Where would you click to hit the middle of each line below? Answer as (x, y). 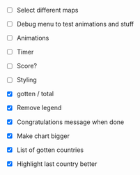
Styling (27, 80)
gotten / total (35, 94)
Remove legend (39, 108)
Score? (27, 66)
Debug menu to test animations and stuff (75, 24)
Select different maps (47, 10)
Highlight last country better (57, 164)
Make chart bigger (43, 136)
